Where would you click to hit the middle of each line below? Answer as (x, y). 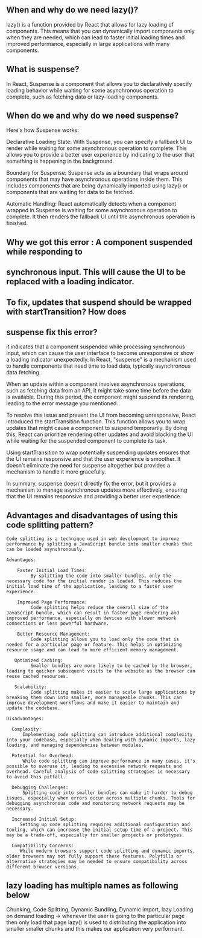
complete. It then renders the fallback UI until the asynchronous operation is (101, 217)
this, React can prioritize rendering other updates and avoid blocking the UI (99, 434)
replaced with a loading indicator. (70, 282)
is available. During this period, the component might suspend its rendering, (100, 397)
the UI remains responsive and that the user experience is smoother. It (93, 459)
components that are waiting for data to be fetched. (70, 192)
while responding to (44, 251)
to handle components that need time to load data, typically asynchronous (99, 366)
